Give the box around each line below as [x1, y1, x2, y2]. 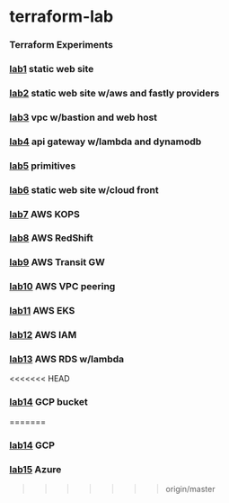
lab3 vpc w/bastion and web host [9, 111, 158, 123]
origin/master [165, 483, 216, 494]
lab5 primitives [9, 160, 76, 172]
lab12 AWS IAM [9, 329, 77, 342]
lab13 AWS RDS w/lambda [9, 353, 125, 366]
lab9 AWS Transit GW [9, 256, 106, 269]
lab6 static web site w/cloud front [9, 183, 159, 196]
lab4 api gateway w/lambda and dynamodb [9, 135, 202, 148]
